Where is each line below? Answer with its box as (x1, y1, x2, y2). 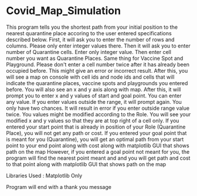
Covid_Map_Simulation (6, 4, 121, 18)
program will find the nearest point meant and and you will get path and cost (6, 154, 191, 161)
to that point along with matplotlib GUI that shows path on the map (6, 160, 167, 168)
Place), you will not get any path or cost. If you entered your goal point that (6, 129, 187, 136)
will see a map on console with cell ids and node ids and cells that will (6, 73, 175, 80)
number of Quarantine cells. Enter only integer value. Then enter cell (6, 48, 172, 55)
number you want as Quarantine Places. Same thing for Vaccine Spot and (6, 55, 184, 62)
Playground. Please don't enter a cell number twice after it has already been (6, 60, 189, 68)
